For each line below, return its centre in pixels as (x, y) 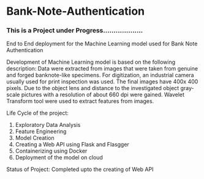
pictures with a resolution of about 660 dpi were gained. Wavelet (103, 95)
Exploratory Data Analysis (48, 125)
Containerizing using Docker (51, 151)
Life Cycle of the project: (38, 113)
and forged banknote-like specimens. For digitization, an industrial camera (100, 75)
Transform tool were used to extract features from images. (80, 101)
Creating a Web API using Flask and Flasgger (72, 145)
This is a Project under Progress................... (75, 31)
